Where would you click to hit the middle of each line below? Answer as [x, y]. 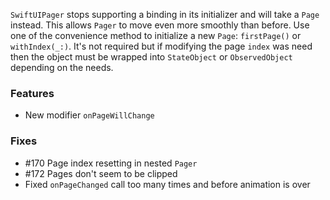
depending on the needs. [62, 67]
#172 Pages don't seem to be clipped [101, 173]
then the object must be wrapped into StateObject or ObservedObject [151, 57]
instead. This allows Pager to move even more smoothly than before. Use [160, 25]
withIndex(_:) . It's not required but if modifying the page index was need [161, 46]
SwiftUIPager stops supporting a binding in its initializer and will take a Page [165, 14]
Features [32, 93]
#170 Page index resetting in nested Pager [111, 163]
